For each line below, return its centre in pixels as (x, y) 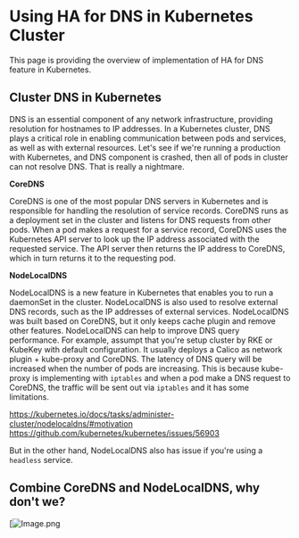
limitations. (29, 397)
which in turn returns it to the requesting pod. (93, 258)
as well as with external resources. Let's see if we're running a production (145, 147)
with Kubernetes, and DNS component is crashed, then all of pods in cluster (149, 157)
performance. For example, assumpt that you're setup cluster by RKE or (141, 340)
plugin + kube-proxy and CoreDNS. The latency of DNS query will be (136, 359)
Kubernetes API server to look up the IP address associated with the (135, 239)
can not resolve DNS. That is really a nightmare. (97, 166)
